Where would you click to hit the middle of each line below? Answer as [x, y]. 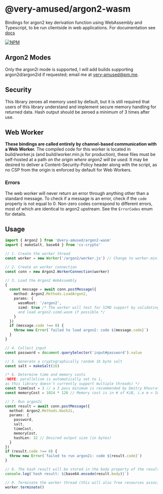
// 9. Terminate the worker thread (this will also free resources [75, 483]
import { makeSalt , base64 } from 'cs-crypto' [53, 245]
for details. [16, 214]
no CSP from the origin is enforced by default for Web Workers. [68, 170]
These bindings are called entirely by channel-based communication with [81, 144]
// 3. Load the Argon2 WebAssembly [41, 280]
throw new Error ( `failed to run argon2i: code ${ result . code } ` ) [76, 456]
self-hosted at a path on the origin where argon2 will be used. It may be [77, 160]
